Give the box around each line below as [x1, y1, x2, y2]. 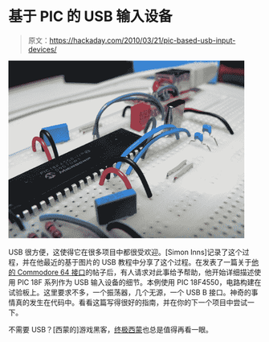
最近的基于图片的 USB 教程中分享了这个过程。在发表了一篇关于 [43, 257, 252, 266]
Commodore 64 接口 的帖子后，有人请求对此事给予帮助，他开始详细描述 [17, 267, 255, 277]
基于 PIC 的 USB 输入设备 [8, 7, 173, 26]
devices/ [27, 44, 58, 54]
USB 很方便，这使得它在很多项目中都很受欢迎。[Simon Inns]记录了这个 [8, 247, 243, 257]
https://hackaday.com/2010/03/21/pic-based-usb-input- [49, 35, 236, 45]
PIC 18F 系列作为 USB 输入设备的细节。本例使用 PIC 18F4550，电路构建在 [17, 277, 262, 286]
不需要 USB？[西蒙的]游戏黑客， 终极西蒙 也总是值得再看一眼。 [8, 324, 213, 334]
